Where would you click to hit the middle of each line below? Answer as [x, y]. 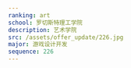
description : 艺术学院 [42, 30]
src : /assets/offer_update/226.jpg [66, 37]
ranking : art [29, 15]
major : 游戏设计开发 [38, 45]
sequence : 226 [31, 52]
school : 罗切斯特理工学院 [46, 23]
